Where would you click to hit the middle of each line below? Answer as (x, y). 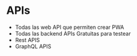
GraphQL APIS (33, 46)
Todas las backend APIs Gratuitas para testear (73, 33)
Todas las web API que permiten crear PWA (69, 27)
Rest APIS (28, 40)
